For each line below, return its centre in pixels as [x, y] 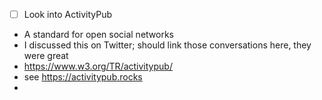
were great [46, 56]
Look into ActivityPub [68, 14]
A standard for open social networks [98, 35]
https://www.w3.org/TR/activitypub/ [98, 66]
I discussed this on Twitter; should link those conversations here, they [167, 45]
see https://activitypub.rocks [83, 77]
